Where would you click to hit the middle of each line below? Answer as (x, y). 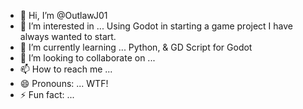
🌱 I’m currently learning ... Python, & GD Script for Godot (136, 47)
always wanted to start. (68, 36)
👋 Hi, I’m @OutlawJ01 (63, 15)
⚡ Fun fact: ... (47, 94)
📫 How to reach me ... (66, 69)
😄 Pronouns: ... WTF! (64, 83)
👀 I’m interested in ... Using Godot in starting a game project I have (156, 26)
